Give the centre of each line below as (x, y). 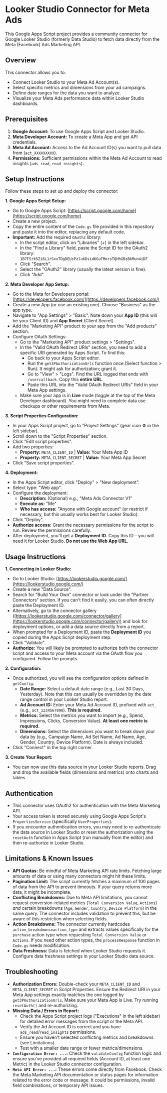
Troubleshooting (32, 972)
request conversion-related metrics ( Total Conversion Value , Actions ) (85, 903)
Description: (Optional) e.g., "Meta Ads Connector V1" (76, 499)
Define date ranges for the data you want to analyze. (66, 93)
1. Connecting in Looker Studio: (38, 569)
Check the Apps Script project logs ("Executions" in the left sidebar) (90, 1016)
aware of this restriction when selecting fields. (60, 919)
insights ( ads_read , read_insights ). (48, 163)
